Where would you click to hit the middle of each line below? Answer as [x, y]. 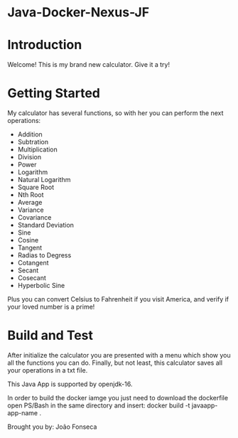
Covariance [34, 218]
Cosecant [32, 278]
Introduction [45, 45]
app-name [23, 413]
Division [29, 157]
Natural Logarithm [44, 180]
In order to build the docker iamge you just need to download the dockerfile [118, 398]
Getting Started [54, 94]
